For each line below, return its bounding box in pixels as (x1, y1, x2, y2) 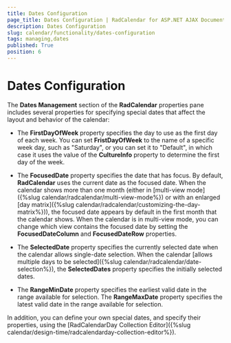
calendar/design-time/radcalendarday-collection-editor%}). (7, 328, 177, 336)
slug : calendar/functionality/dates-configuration (7, 29, 155, 36)
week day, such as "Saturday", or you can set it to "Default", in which (16, 143, 213, 151)
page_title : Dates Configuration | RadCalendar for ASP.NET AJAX (7, 16, 198, 23)
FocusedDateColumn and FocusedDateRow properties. (16, 230, 177, 238)
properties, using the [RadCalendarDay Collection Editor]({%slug (7, 320, 191, 329)
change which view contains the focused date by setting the (16, 222, 188, 230)
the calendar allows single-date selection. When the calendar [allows (16, 250, 213, 258)
